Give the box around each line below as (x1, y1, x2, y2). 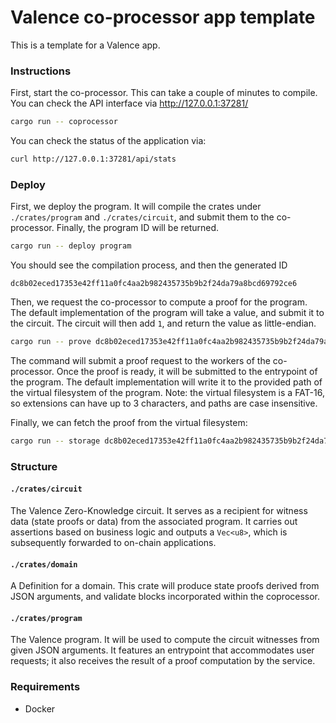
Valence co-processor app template (10, 6, 316, 29)
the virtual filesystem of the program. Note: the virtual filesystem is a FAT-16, (10, 387, 325, 399)
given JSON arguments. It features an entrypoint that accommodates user (10, 644, 315, 656)
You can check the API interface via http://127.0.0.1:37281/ (10, 97, 249, 110)
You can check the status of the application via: (10, 135, 207, 147)
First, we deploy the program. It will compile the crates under (10, 201, 262, 213)
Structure (10, 459, 58, 473)
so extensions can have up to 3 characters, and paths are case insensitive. (10, 397, 318, 410)
